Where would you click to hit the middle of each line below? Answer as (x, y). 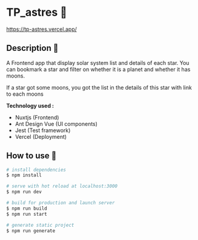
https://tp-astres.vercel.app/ (41, 29)
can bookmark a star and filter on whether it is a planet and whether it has (98, 69)
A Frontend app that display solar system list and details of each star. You (98, 62)
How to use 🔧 (31, 156)
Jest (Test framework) (43, 130)
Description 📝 (32, 48)
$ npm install (24, 175)
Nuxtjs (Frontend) (37, 117)
